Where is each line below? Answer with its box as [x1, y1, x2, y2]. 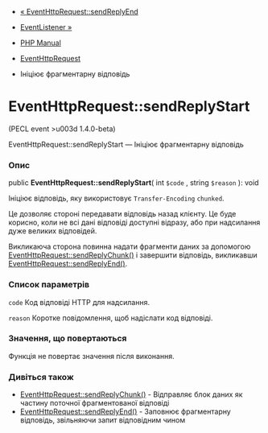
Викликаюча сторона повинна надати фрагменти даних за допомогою [8, 241, 251, 252]
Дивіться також [8, 371, 74, 382]
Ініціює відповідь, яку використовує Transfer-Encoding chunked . [8, 193, 225, 204]
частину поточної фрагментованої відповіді [19, 398, 170, 408]
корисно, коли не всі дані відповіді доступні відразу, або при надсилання [8, 217, 261, 228]
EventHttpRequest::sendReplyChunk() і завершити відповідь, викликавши [8, 250, 258, 260]
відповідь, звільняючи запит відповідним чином [19, 415, 186, 425]
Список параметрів [8, 279, 90, 291]
